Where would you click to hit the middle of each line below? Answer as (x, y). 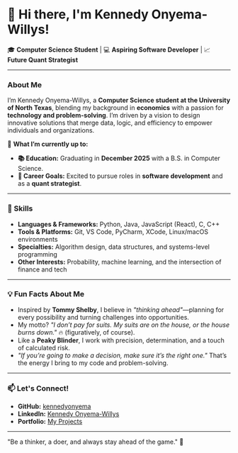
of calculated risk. (44, 347)
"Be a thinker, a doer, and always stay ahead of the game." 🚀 (96, 442)
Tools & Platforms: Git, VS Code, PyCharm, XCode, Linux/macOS (113, 231)
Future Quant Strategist (43, 60)
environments (38, 239)
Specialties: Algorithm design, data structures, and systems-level (114, 247)
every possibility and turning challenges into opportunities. (103, 317)
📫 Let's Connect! (38, 388)
